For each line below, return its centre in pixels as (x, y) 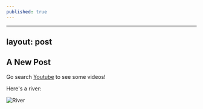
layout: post (29, 42)
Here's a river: (24, 89)
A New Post (29, 62)
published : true (27, 12)
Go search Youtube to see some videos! (56, 76)
